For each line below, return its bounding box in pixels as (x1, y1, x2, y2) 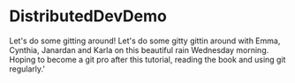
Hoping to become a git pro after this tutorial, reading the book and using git (9, 54, 286, 64)
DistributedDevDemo (9, 6, 168, 26)
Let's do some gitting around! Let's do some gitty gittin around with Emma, (9, 35, 281, 46)
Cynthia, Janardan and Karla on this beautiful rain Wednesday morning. (9, 44, 269, 55)
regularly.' (9, 64, 46, 74)
